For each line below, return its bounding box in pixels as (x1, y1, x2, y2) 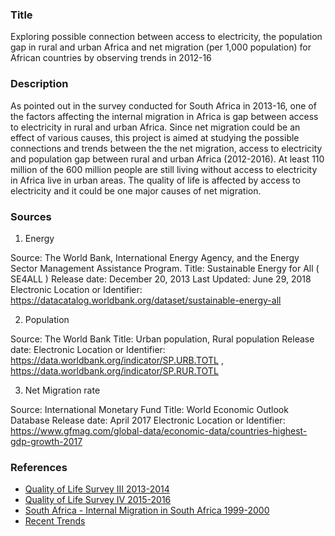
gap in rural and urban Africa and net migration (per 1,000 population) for (10, 41, 312, 53)
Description (10, 77, 69, 91)
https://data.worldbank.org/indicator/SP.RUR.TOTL (10, 364, 219, 377)
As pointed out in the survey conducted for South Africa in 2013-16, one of (10, 99, 317, 112)
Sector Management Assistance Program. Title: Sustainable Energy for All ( (10, 262, 320, 274)
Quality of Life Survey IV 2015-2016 (24, 494, 172, 506)
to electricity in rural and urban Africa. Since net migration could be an (10, 121, 301, 133)
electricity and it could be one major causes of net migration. (10, 184, 262, 197)
